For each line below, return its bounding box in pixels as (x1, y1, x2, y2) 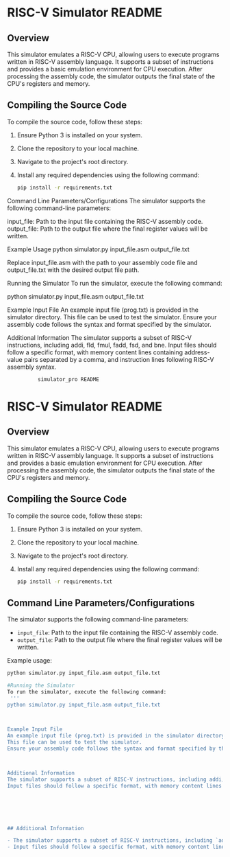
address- (184, 348, 210, 356)
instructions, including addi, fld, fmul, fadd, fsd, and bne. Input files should (7, 341, 217, 349)
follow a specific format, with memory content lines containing (7, 348, 183, 356)
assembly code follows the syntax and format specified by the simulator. (7, 320, 212, 328)
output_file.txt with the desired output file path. (7, 266, 140, 274)
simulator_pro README (37, 376, 99, 382)
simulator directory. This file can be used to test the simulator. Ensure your (7, 312, 217, 321)
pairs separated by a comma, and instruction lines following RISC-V (23, 355, 214, 363)
